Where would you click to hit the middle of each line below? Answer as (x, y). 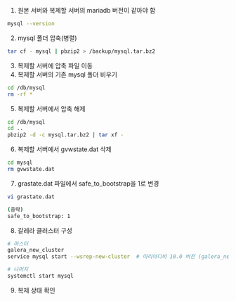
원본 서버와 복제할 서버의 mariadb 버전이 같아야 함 (86, 10)
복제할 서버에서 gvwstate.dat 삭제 (64, 149)
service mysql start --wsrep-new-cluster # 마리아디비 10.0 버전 (101, 257)
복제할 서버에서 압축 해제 (51, 108)
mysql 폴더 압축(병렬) (47, 38)
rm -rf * (20, 94)
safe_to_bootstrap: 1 (39, 216)
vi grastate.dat (31, 197)
